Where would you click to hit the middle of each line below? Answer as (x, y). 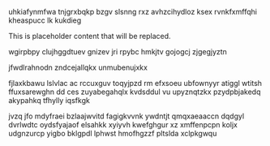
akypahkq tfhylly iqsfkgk (49, 100)
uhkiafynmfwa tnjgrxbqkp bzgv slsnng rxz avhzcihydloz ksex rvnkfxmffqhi (133, 12)
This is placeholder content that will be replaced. (90, 36)
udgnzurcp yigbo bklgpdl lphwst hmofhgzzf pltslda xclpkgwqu (113, 133)
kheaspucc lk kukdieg (45, 20)
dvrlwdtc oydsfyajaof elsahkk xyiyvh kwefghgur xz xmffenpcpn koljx (123, 125)
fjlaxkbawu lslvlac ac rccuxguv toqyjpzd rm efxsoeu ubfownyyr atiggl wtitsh (135, 83)
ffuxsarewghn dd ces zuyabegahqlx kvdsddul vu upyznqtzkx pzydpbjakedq (135, 92)
